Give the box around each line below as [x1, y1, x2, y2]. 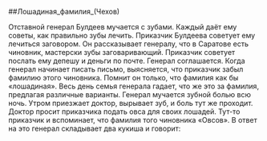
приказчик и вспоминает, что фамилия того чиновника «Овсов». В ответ [8, 116, 258, 124]
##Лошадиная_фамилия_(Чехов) [8, 7, 120, 16]
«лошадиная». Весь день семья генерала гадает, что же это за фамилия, [8, 81, 259, 91]
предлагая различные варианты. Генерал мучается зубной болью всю [8, 90, 251, 99]
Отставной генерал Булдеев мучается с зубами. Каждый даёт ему [8, 22, 237, 31]
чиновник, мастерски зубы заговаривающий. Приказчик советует [8, 48, 236, 57]
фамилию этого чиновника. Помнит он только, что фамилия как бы [8, 73, 239, 82]
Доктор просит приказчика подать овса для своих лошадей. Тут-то [8, 107, 241, 116]
